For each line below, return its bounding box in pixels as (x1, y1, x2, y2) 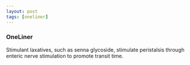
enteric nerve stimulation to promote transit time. (6, 52, 124, 59)
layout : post (6, 8, 38, 15)
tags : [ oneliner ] (6, 14, 49, 20)
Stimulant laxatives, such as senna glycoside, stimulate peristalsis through (6, 46, 185, 53)
